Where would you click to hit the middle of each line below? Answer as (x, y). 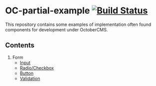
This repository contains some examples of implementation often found (78, 24)
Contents (20, 45)
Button (27, 73)
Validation (30, 78)
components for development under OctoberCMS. (57, 29)
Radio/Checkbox (37, 68)
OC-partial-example (48, 11)
